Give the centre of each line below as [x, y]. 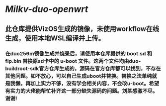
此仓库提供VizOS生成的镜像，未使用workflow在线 [82, 29]
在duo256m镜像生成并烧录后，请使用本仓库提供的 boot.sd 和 [79, 53]
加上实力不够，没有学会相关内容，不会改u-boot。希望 [95, 83]
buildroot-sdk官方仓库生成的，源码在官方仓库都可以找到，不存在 [83, 68]
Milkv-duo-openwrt [47, 9]
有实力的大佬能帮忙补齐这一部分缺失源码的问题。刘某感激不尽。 [82, 91]
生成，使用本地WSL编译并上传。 [55, 38]
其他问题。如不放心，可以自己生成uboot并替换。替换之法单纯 [79, 76]
